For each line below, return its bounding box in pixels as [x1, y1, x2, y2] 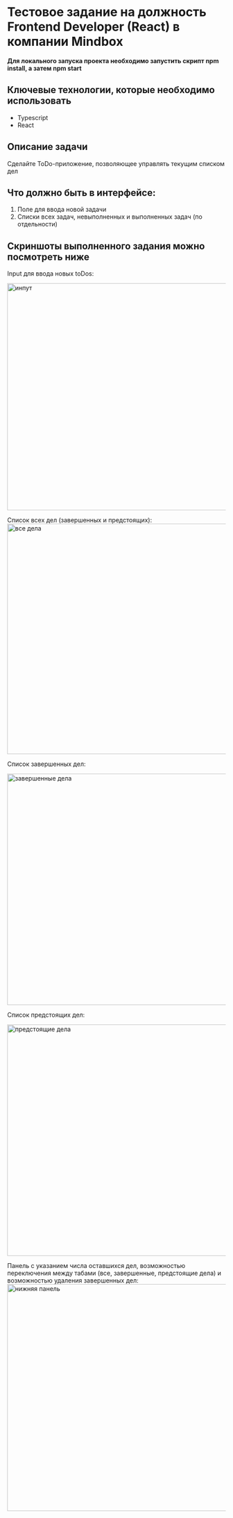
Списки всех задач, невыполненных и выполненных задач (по [17, 212, 202, 221]
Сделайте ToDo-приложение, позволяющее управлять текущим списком [7, 159, 225, 167]
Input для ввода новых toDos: [7, 269, 94, 278]
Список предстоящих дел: [7, 1011, 85, 1019]
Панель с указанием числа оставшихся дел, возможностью [7, 1262, 186, 1270]
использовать [7, 95, 71, 107]
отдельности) [17, 220, 58, 228]
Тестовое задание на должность [7, 4, 207, 20]
